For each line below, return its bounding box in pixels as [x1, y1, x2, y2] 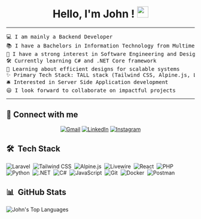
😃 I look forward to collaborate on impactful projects [6, 87, 176, 94]
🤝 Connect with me [6, 110, 78, 120]
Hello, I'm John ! [53, 7, 135, 21]
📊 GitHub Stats [6, 187, 67, 197]
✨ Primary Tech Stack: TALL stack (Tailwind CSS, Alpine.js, [6, 71, 190, 78]
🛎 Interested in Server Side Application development [6, 79, 169, 85]
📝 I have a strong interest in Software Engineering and [6, 50, 177, 57]
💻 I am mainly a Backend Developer [6, 33, 113, 40]
